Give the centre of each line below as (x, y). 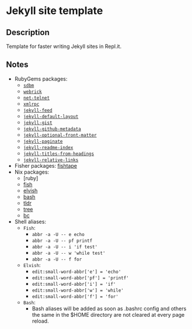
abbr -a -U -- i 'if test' (65, 247)
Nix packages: (32, 172)
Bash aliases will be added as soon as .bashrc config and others (109, 309)
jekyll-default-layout (51, 116)
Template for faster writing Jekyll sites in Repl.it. (64, 46)
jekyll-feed (38, 110)
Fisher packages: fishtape (46, 165)
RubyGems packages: (41, 79)
